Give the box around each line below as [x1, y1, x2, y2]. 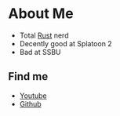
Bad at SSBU [19, 47, 61, 56]
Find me [8, 70, 49, 83]
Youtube [19, 91, 47, 100]
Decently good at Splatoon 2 [19, 38, 112, 48]
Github [19, 99, 42, 108]
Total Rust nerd [19, 31, 69, 40]
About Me [8, 5, 74, 23]
